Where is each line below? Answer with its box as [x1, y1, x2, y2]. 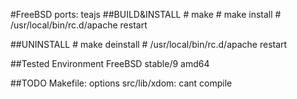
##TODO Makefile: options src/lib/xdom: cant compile [10, 77, 233, 89]
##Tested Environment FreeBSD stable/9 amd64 [10, 58, 210, 69]
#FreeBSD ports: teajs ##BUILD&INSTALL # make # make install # [10, 9, 282, 20]
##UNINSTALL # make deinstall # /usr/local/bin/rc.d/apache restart [10, 39, 288, 50]
